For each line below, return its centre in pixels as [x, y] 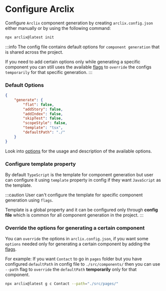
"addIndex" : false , [43, 114]
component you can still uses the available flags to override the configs [79, 67]
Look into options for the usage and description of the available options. [79, 151]
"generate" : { [28, 100]
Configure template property [40, 164]
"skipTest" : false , [43, 118]
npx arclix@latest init [30, 37]
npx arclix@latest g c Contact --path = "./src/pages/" [62, 284]
